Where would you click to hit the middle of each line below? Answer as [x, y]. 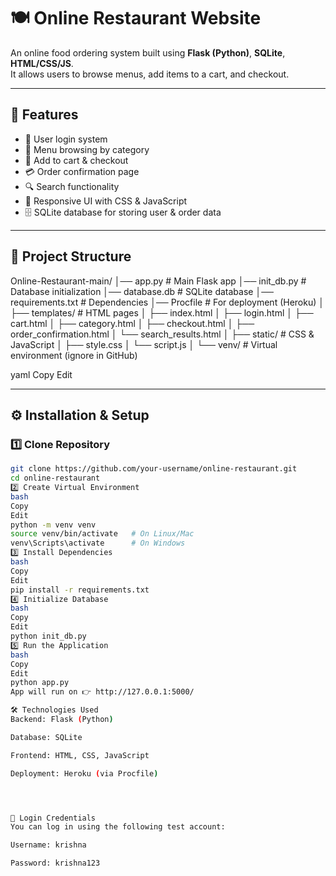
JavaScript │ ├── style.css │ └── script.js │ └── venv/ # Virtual [144, 344]
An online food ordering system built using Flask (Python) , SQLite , [148, 52]
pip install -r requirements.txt [80, 590]
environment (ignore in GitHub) [74, 355]
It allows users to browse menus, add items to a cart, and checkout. [150, 74]
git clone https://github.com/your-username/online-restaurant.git [154, 469]
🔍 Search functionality [72, 186]
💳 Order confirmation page [82, 171]
